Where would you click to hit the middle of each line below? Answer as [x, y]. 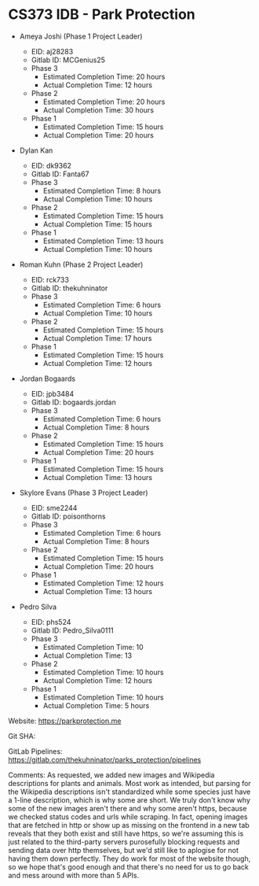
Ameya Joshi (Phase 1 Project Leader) [81, 36]
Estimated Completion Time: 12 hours [103, 583]
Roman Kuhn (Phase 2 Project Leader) [81, 264]
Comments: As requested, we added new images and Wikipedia [111, 775]
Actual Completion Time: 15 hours [98, 224]
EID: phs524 [51, 622]
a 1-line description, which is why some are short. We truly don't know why [129, 799]
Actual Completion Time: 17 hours [97, 338]
